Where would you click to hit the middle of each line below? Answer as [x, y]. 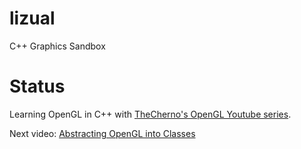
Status [37, 86]
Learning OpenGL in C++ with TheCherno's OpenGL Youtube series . [150, 114]
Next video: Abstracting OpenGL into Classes [102, 133]
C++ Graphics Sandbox [57, 46]
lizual [32, 18]
